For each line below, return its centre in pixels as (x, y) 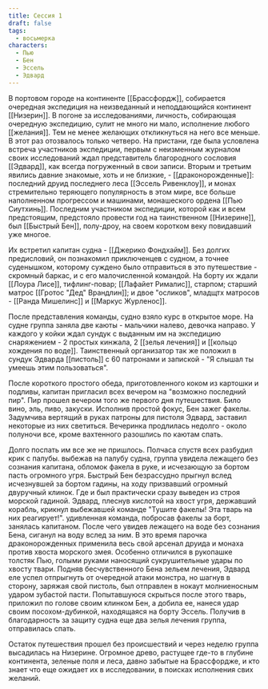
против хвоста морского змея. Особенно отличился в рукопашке (120, 552)
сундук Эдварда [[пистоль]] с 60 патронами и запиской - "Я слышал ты (131, 359)
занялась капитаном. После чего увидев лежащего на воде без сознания (134, 526)
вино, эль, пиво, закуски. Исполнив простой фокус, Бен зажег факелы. (130, 409)
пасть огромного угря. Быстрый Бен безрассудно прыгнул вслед (120, 475)
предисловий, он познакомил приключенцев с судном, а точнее (119, 258)
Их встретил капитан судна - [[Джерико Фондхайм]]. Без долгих (119, 250)
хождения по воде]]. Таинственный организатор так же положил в (122, 350)
